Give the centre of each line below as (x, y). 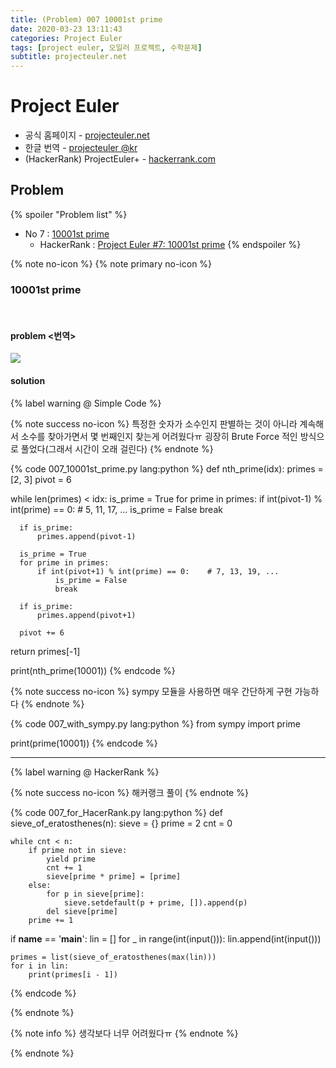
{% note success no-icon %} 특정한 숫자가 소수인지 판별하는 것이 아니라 (154, 423)
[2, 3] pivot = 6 (41, 479)
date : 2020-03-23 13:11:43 (66, 29)
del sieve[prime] (82, 911)
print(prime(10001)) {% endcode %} (84, 743)
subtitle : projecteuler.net (69, 57)
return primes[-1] (45, 651)
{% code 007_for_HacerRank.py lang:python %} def (116, 812)
